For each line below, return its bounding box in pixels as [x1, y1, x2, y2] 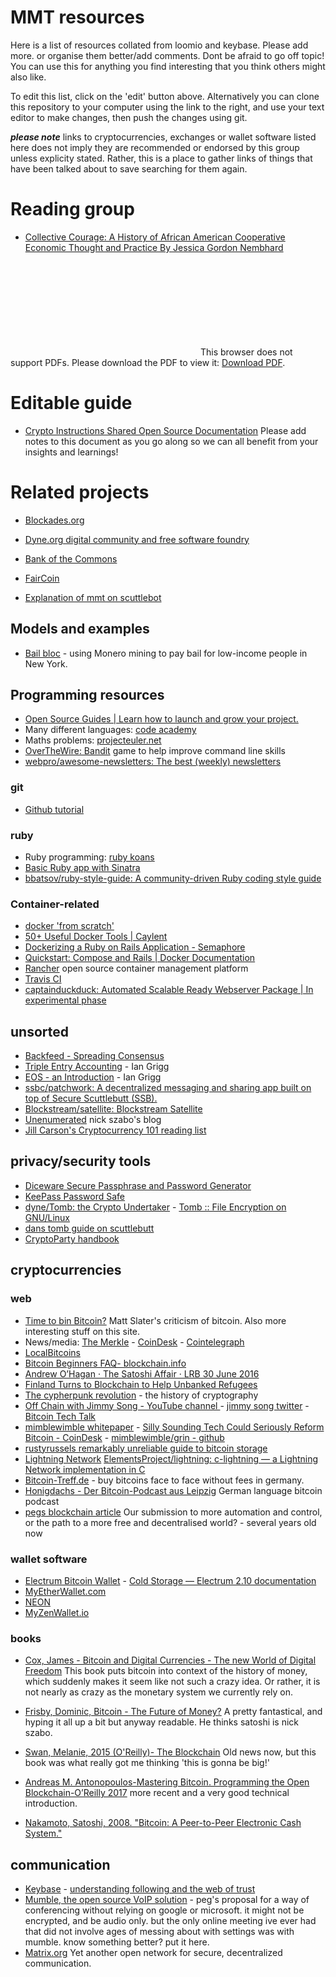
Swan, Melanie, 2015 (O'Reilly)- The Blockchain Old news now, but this [24, 1746, 317, 1758]
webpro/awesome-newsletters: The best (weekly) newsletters [24, 756, 282, 768]
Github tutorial [24, 803, 85, 815]
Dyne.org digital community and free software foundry [24, 533, 250, 545]
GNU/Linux [24, 1211, 70, 1223]
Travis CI [24, 973, 62, 985]
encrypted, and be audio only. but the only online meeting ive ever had [24, 1914, 317, 1926]
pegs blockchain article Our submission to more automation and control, [24, 1506, 323, 1518]
